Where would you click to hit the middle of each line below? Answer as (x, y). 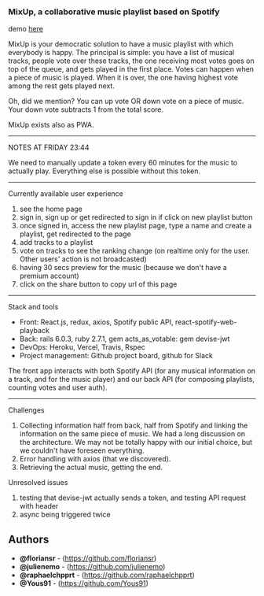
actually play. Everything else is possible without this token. (104, 171)
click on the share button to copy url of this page (98, 284)
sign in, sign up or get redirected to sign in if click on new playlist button (136, 217)
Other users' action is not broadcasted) (83, 259)
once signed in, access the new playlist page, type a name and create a (136, 226)
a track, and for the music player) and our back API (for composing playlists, (132, 379)
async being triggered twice (65, 515)
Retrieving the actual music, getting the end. (91, 468)
